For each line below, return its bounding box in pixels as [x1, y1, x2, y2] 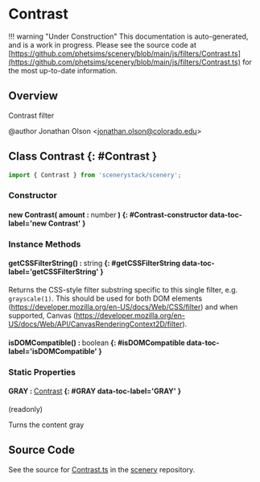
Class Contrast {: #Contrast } [8, 150, 158, 164]
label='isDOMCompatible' [8, 346, 97, 355]
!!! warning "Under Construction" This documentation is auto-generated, [8, 31, 249, 41]
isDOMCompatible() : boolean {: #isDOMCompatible [8, 338, 185, 347]
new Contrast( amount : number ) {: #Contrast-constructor [8, 210, 208, 219]
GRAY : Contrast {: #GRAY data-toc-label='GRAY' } [8, 386, 181, 396]
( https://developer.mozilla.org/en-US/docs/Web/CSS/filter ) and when [8, 302, 238, 312]
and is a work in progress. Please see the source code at [8, 39, 197, 49]
